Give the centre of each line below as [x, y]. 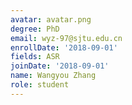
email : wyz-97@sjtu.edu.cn [66, 38]
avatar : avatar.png [51, 19]
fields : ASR [35, 57]
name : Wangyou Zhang [53, 76]
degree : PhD [35, 29]
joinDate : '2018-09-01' [60, 66]
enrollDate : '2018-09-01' [64, 47]
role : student [40, 85]
